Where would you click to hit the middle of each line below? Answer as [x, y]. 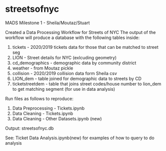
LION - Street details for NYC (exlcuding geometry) [64, 57]
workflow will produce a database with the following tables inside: [72, 38]
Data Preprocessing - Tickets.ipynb [49, 108]
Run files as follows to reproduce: [39, 98]
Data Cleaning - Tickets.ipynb [43, 113]
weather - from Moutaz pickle [43, 68]
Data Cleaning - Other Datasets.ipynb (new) [57, 118]
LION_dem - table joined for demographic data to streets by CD [77, 78]
